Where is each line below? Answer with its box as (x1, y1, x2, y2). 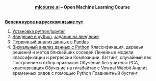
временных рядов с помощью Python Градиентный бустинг (12, 70, 138, 76)
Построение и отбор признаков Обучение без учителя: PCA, (12, 60, 140, 65)
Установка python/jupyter (12, 28, 65, 34)
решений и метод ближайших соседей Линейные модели (12, 49, 134, 55)
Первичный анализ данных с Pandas (12, 39, 89, 45)
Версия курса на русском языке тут (5, 19, 83, 25)
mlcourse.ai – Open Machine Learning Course (35, 4, 130, 10)
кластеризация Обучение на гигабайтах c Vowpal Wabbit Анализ (12, 65, 148, 71)
